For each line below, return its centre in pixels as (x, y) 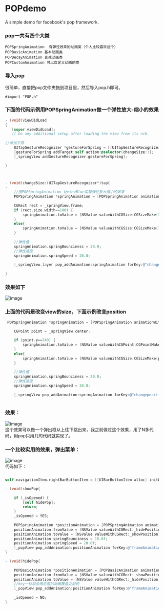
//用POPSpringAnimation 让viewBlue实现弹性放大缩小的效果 (69, 192)
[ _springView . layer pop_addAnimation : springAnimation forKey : (78, 265)
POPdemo (26, 9)
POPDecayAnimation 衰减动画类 (34, 57)
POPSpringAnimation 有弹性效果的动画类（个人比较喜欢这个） (61, 47)
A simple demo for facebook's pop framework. (52, 22)
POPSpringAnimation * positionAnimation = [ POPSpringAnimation (78, 525)
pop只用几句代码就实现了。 (45, 435)
